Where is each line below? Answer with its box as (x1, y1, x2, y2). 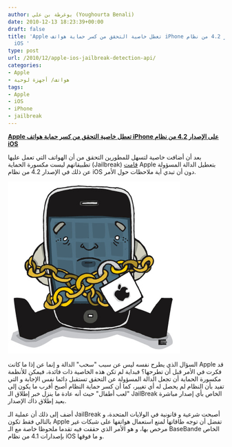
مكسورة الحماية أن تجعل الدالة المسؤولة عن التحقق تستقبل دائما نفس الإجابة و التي (8, 375, 222, 383)
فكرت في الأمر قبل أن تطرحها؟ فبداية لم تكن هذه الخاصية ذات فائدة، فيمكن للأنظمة (8, 367, 222, 375)
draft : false (8, 25, 45, 32)
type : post (8, 47, 39, 54)
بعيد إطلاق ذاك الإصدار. (8, 396, 67, 405)
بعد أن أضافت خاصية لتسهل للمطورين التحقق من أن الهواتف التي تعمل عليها (8, 153, 202, 161)
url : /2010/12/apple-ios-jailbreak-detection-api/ (8, 55, 156, 62)
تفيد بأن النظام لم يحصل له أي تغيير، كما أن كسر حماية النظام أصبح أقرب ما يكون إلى (8, 382, 224, 390)
